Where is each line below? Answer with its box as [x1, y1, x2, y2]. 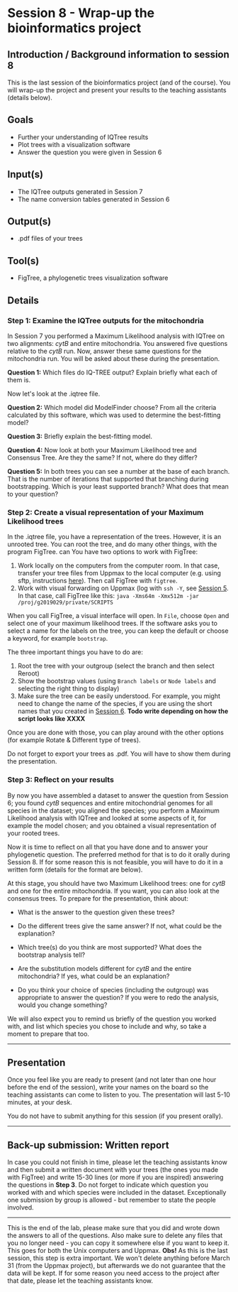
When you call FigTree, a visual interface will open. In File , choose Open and [7, 612, 229, 620]
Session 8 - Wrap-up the [7, 5, 155, 21]
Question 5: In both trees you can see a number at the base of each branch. [7, 467, 230, 475]
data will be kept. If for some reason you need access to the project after [7, 1269, 220, 1278]
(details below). [7, 94, 53, 102]
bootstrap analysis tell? [17, 950, 86, 959]
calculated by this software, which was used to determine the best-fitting [7, 411, 221, 419]
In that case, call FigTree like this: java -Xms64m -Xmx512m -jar [17, 592, 200, 600]
